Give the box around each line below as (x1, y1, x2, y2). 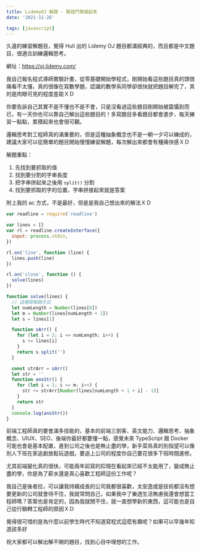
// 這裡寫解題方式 (11, 299, 51, 305)
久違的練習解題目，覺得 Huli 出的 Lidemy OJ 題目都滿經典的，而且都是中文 (6, 43, 190, 50)
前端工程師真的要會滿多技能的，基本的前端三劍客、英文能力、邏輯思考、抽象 (6, 427, 195, 435)
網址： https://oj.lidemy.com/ (6, 62, 76, 70)
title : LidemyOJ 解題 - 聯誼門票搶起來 (6, 8, 98, 15)
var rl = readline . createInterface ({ (6, 227, 100, 234)
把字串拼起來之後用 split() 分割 (14, 179, 95, 186)
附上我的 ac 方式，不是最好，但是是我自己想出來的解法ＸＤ (6, 199, 151, 206)
